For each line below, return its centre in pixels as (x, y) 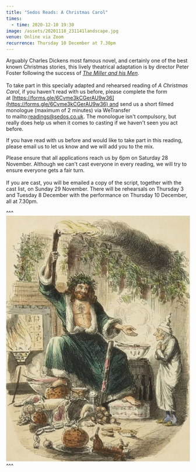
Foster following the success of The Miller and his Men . (73, 73)
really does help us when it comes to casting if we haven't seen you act (92, 123)
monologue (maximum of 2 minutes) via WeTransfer (68, 110)
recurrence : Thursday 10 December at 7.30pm (61, 43)
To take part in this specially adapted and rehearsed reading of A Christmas (97, 85)
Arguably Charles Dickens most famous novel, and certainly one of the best (97, 61)
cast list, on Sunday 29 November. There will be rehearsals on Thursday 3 (95, 189)
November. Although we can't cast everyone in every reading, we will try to (97, 164)
